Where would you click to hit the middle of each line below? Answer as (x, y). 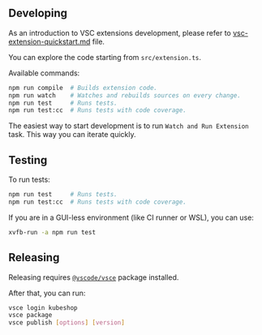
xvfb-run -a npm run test (52, 232)
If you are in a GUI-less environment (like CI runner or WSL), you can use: (131, 217)
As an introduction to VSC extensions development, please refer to (120, 32)
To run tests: (29, 180)
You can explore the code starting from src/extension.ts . (105, 57)
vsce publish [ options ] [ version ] (67, 323)
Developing (38, 13)
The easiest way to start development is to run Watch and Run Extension (129, 126)
